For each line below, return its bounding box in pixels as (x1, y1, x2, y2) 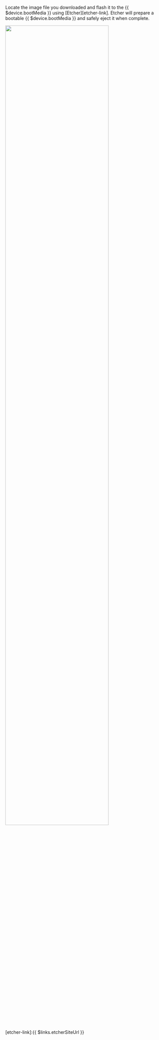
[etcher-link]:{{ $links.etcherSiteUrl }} (5, 1029, 84, 1035)
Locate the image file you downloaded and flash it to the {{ (5, 5, 129, 10)
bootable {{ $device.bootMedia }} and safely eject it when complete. (5, 15, 150, 21)
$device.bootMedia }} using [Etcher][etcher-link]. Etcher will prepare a (5, 10, 154, 16)
